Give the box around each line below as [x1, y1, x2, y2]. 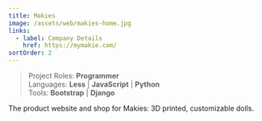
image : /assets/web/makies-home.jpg [8, 19, 131, 27]
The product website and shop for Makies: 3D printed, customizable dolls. [8, 103, 255, 113]
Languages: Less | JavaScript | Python [27, 79, 160, 89]
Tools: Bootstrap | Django [27, 88, 115, 97]
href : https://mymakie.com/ [23, 42, 117, 50]
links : [8, 26, 31, 34]
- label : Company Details [15, 34, 103, 42]
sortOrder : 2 [8, 49, 52, 57]
